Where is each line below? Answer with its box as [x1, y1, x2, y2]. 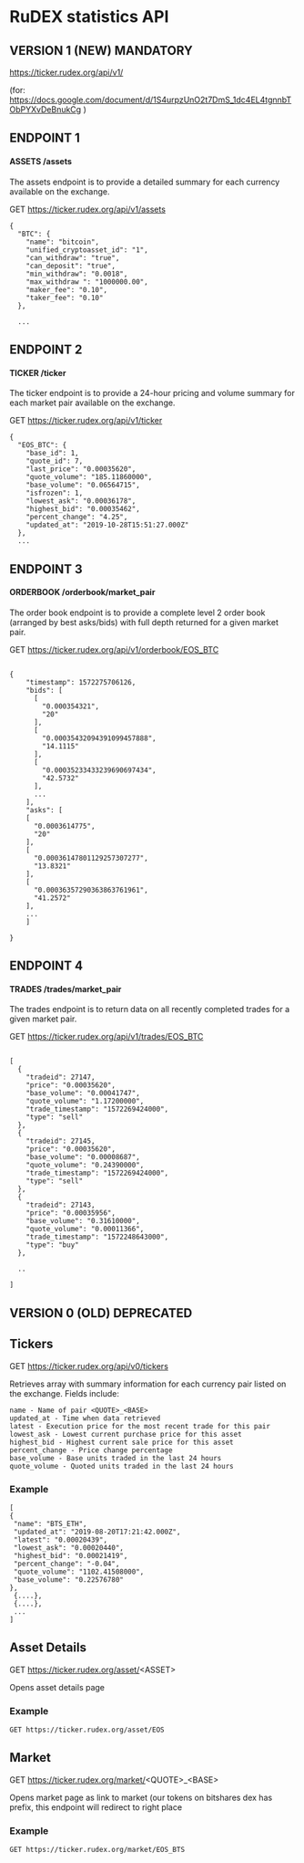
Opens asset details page [9, 1681, 106, 1692]
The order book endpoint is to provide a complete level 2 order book [9, 607, 266, 618]
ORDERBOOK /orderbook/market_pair [9, 587, 156, 598]
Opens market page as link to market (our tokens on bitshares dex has [9, 1792, 273, 1803]
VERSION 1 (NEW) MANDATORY [9, 43, 193, 58]
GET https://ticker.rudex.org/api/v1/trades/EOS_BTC [9, 1031, 204, 1042]
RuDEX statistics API [9, 6, 169, 27]
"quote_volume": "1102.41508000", [13, 1567, 145, 1576]
